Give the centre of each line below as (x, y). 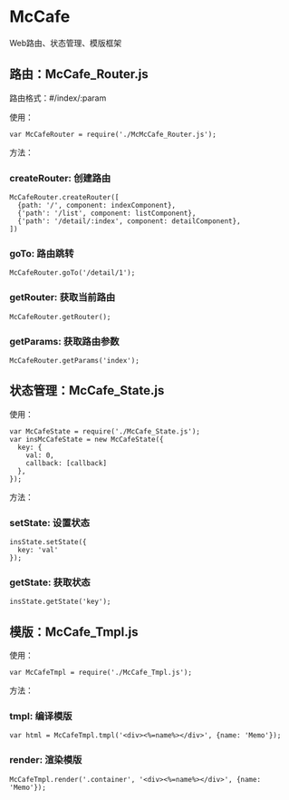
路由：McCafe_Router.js (79, 74)
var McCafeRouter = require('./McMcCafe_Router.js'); (113, 134)
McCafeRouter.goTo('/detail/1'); (72, 273)
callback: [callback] (66, 463)
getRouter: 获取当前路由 (63, 298)
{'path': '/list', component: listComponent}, (107, 214)
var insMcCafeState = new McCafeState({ (87, 439)
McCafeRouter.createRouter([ (64, 198)
